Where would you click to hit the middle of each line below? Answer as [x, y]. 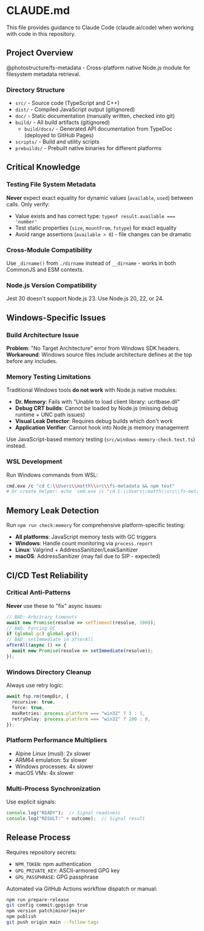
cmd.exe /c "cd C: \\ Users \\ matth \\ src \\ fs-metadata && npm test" [90, 486]
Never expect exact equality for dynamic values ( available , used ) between [100, 197]
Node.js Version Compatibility [52, 285]
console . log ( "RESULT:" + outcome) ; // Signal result [76, 818]
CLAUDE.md [38, 11]
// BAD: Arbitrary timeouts [42, 617]
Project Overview [40, 53]
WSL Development [34, 462]
